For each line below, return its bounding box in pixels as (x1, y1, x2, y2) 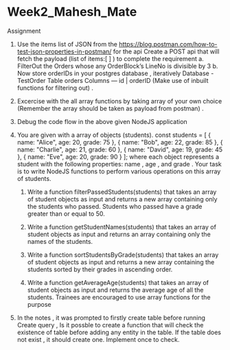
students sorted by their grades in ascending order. (27, 265, 173, 273)
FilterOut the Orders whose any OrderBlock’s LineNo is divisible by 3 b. (16, 62, 218, 70)
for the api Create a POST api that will (113, 47, 220, 55)
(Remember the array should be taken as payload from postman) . (16, 104, 204, 112)
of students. (16, 174, 51, 182)
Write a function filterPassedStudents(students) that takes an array (27, 188, 217, 196)
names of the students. (27, 237, 93, 245)
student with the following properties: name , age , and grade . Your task (16, 160, 222, 168)
